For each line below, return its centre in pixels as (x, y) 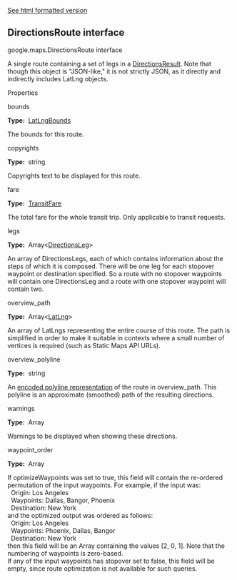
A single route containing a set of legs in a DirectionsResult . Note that (110, 63)
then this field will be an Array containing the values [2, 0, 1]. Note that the (116, 546)
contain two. (26, 289)
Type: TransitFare (35, 203)
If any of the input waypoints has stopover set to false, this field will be (111, 561)
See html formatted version (47, 10)
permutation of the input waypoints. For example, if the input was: (104, 485)
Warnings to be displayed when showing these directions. (92, 436)
